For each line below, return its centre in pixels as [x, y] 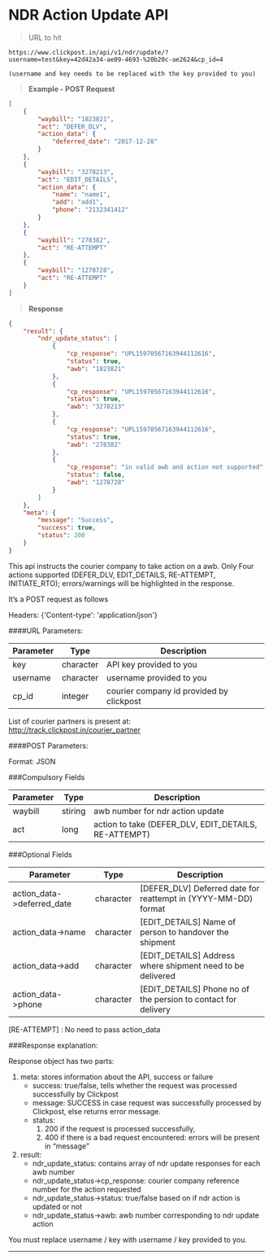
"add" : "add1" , [78, 202]
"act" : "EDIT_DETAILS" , [78, 179]
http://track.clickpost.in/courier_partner [74, 729]
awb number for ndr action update [159, 811]
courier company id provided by [168, 691]
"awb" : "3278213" [96, 407]
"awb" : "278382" [94, 444]
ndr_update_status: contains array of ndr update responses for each [146, 1163]
